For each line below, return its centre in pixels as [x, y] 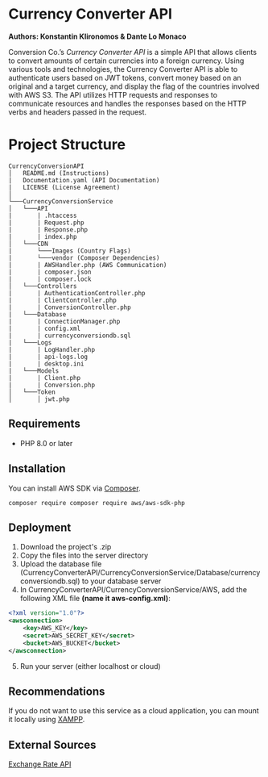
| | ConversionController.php [70, 307]
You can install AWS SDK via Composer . [74, 488]
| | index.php [43, 236]
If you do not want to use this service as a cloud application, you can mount [134, 711]
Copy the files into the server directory [84, 556]
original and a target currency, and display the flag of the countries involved [134, 86]
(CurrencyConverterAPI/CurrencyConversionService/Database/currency [140, 573]
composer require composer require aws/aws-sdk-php [97, 503]
